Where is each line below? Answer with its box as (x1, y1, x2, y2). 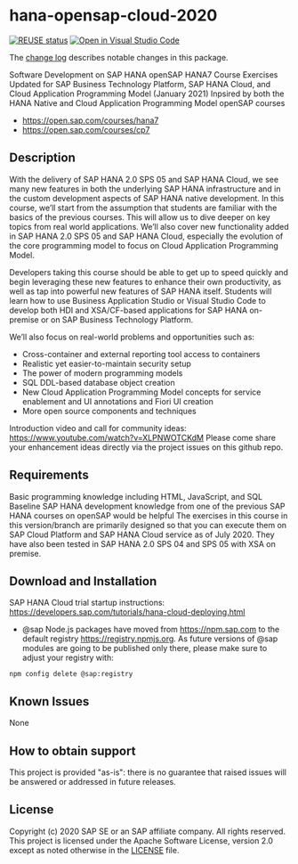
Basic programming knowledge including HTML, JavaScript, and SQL (9, 491, 263, 501)
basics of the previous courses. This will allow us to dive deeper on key (9, 211, 271, 223)
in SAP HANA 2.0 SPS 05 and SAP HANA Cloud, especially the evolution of (9, 231, 284, 241)
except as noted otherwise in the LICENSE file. (9, 844, 180, 855)
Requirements (9, 468, 89, 483)
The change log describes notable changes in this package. (9, 52, 229, 62)
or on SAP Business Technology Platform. (40, 314, 194, 325)
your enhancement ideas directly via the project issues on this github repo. (9, 442, 284, 452)
